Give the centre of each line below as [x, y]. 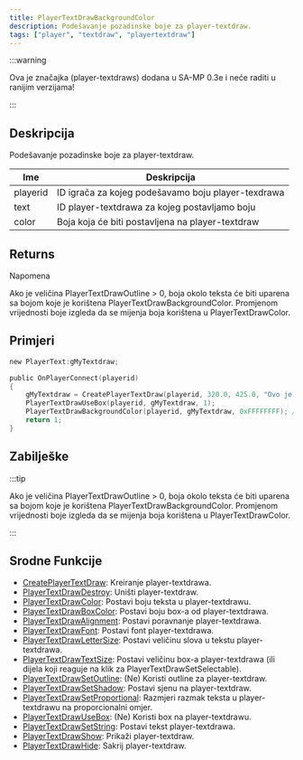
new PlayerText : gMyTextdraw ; [64, 361]
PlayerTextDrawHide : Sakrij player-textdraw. [104, 746]
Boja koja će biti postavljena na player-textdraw [158, 222]
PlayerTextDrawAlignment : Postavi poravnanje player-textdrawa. [142, 621]
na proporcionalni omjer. [107, 708]
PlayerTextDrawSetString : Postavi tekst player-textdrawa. [129, 727]
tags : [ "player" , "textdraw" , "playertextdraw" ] [102, 34]
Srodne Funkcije [56, 561]
